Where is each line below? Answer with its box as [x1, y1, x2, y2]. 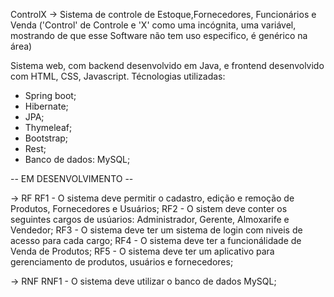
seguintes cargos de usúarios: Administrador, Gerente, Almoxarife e [10, 214, 290, 225]
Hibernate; [24, 100, 69, 112]
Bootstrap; [24, 132, 69, 144]
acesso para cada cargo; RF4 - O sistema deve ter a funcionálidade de [10, 235, 302, 246]
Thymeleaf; [24, 122, 73, 133]
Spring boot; [24, 90, 77, 101]
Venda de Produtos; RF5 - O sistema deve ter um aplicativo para [10, 245, 275, 257]
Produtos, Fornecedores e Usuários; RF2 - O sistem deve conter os [10, 203, 288, 214]
